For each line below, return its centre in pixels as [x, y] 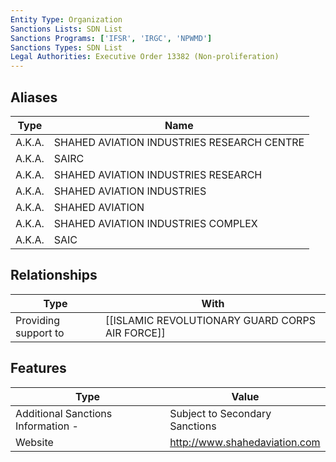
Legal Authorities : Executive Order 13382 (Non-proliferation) [145, 57]
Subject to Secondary [220, 413]
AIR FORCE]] [135, 333]
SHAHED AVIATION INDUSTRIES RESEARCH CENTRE [179, 142]
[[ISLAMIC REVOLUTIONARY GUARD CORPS [210, 320]
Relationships [54, 275]
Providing [38, 320]
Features [38, 368]
